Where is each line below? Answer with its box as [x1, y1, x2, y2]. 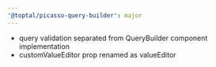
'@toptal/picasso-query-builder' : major [7, 11, 143, 20]
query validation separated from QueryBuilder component [18, 33, 208, 43]
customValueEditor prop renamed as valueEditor [18, 50, 176, 59]
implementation [18, 41, 70, 51]
